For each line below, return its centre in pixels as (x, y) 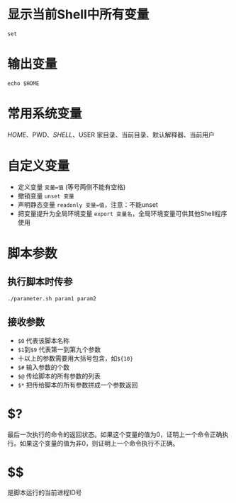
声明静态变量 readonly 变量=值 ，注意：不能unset (88, 204)
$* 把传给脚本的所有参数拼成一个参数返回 (78, 385)
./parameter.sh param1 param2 (52, 298)
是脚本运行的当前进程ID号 (45, 492)
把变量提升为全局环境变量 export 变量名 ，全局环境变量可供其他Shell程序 (122, 213)
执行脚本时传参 (40, 282)
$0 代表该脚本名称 (44, 340)
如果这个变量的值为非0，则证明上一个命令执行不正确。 (99, 443)
